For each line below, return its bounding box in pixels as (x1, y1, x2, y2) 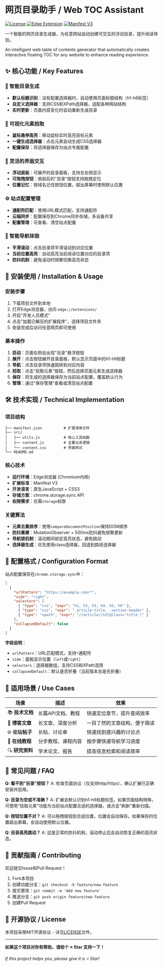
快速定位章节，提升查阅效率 (86, 710, 150, 717)
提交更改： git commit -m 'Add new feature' (12, 887, 101, 893)
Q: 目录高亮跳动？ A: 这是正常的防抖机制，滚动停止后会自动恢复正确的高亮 (5, 829, 154, 836)
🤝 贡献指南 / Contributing (5, 851, 81, 860)
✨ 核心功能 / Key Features (5, 67, 84, 75)
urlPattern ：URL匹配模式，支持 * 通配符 (12, 650, 91, 656)
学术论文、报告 (38, 748, 73, 755)
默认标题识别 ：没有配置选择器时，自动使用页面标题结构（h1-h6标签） (12, 95, 151, 101)
